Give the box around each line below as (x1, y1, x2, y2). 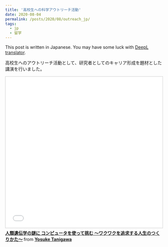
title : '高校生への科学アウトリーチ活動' (5, 7, 81, 12)
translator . (5, 49, 26, 55)
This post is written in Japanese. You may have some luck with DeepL (5, 44, 149, 50)
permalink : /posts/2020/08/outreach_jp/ (5, 16, 91, 21)
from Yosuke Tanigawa (23, 237, 72, 242)
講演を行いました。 (5, 66, 45, 72)
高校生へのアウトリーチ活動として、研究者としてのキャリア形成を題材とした (5, 60, 162, 65)
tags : (5, 21, 16, 26)
